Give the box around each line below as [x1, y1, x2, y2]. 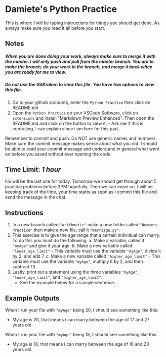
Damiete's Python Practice [5, 3, 117, 15]
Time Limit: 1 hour [5, 165, 61, 174]
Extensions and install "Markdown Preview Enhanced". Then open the [12, 115, 155, 121]
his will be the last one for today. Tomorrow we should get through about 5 [5, 178, 157, 184]
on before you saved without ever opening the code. [5, 151, 112, 157]
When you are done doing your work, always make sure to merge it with [5, 53, 156, 59]
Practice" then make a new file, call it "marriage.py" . [12, 227, 121, 233]
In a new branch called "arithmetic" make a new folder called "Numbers [12, 222, 158, 228]
